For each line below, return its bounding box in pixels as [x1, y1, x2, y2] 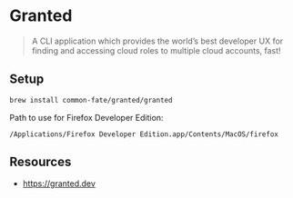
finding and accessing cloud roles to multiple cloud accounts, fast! [31, 45, 281, 55]
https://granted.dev [22, 178, 96, 189]
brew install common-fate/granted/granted [9, 95, 173, 104]
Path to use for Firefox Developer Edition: [9, 112, 164, 123]
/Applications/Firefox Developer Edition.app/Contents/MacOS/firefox [9, 129, 279, 139]
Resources [9, 154, 72, 170]
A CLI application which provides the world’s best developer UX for [31, 35, 284, 46]
